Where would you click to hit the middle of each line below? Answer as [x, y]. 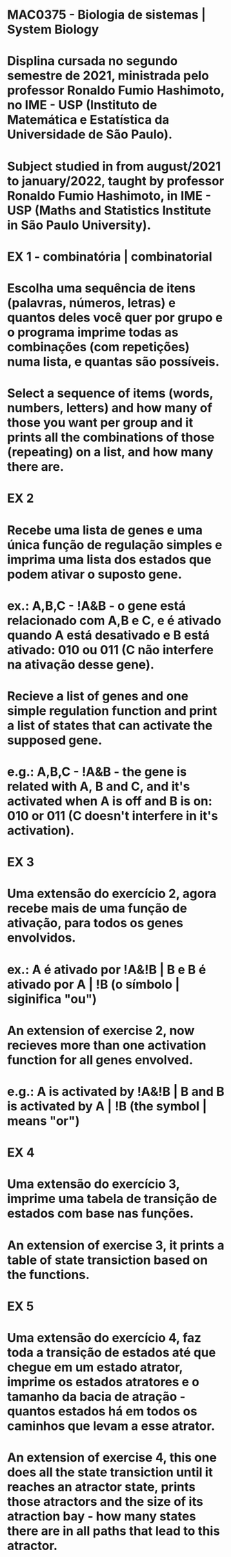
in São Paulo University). [79, 225]
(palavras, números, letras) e [91, 302]
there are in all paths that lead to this [114, 1531]
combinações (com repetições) [99, 347]
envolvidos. [42, 938]
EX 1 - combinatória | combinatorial [110, 257]
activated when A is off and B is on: [110, 801]
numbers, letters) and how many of [110, 408]
